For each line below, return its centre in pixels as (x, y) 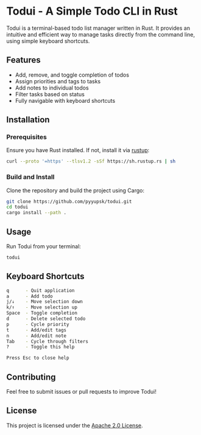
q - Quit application (41, 290)
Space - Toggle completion (42, 313)
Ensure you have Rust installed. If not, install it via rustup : (78, 150)
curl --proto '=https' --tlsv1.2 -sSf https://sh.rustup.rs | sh (91, 162)
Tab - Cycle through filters (47, 341)
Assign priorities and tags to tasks (58, 81)
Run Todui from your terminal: (44, 246)
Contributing (31, 377)
